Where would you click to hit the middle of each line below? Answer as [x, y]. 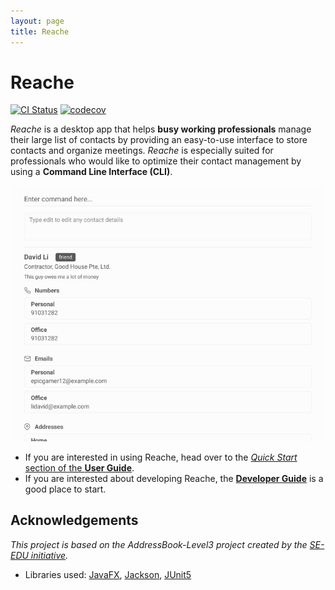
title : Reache [40, 31]
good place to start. [65, 489]
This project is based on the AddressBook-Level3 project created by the [159, 544]
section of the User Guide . [79, 468]
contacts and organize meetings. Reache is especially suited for [142, 151]
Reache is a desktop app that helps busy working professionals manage [161, 129]
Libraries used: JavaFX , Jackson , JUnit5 [108, 574]
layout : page [37, 21]
